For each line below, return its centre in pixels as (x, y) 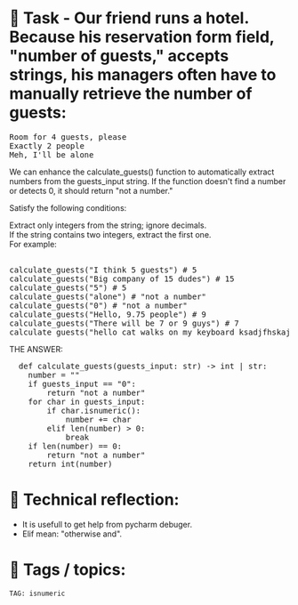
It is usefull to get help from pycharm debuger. (107, 524)
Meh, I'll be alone (52, 154)
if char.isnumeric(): (94, 410)
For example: (33, 244)
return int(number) (70, 464)
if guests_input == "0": (82, 383)
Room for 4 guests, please (68, 137)
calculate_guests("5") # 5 (68, 287)
